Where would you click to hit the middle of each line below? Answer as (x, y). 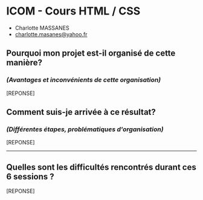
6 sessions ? (30, 176)
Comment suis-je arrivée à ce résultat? (81, 112)
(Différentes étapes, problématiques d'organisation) (85, 129)
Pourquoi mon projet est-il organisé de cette (91, 53)
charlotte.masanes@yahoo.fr (51, 34)
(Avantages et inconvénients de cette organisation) (84, 80)
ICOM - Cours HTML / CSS (73, 11)
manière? (24, 63)
